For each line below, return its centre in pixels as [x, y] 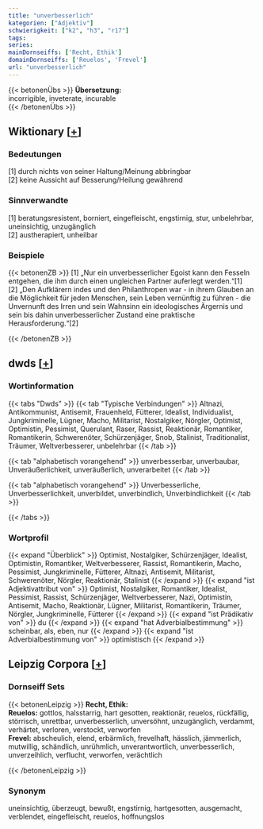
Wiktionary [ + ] [45, 132]
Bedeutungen [35, 154]
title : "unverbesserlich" [51, 15]
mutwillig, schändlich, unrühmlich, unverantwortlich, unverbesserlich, [122, 746]
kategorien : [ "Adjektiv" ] [51, 23]
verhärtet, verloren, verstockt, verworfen [74, 729]
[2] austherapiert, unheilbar [53, 234]
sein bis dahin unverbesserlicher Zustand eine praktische [102, 315]
